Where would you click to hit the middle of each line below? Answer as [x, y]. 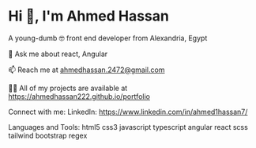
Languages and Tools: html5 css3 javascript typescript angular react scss [128, 127]
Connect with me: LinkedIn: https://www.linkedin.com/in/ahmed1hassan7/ [128, 112]
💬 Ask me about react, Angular [58, 54]
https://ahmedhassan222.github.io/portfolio [79, 96]
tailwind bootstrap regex [48, 135]
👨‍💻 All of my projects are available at [68, 88]
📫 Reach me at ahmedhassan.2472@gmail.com [87, 70]
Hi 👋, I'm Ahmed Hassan [89, 16]
